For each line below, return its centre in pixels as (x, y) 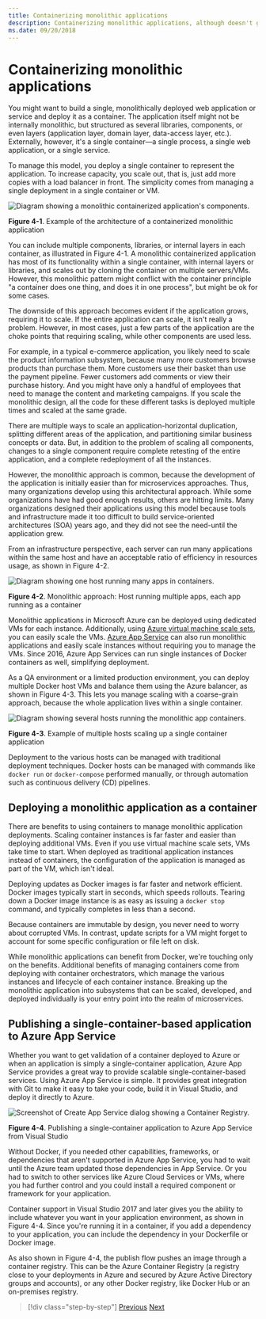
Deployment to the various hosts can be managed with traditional (115, 758)
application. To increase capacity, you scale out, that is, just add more (122, 174)
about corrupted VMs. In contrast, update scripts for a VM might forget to (128, 933)
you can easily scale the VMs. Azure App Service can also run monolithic (127, 637)
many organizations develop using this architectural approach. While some (130, 492)
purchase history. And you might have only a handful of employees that (125, 386)
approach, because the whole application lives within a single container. (125, 703)
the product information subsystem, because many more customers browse (132, 360)
